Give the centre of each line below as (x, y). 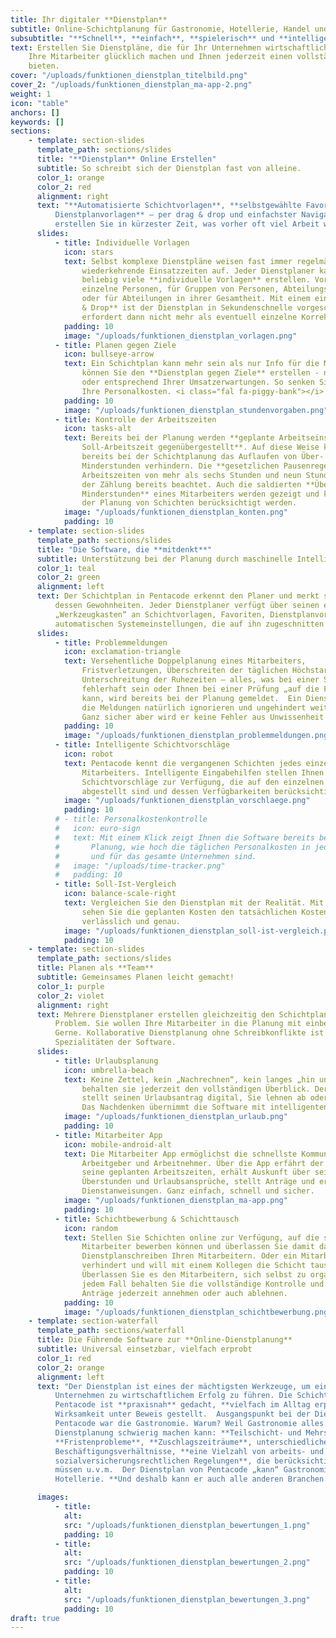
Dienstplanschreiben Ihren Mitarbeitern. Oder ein (189, 1256)
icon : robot (88, 754)
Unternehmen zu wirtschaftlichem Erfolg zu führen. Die (173, 1396)
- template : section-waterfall (93, 1321)
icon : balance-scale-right (120, 894)
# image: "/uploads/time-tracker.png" (140, 866)
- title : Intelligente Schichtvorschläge (142, 745)
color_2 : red (64, 187)
